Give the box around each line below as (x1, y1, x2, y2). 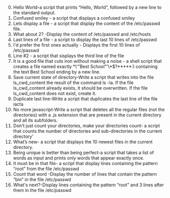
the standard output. (13, 10, 56, 16)
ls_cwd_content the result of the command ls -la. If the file (13, 80, 134, 86)
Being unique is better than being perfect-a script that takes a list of (13, 149, 154, 155)
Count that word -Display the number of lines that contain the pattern (13, 171, 157, 177)
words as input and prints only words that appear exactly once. (13, 155, 144, 161)
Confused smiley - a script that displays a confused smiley (13, 15, 135, 21)
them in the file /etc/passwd (13, 187, 72, 193)
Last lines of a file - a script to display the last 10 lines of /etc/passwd (13, 36, 157, 43)
